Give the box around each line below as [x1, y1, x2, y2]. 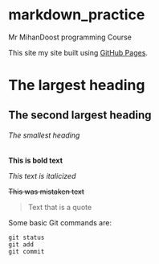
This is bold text [8, 155, 63, 165]
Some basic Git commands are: [8, 217, 112, 227]
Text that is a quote [27, 202, 92, 212]
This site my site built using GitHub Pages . [8, 47, 149, 57]
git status [8, 233, 45, 241]
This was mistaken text [8, 187, 84, 196]
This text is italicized [8, 171, 76, 180]
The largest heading [8, 76, 145, 94]
